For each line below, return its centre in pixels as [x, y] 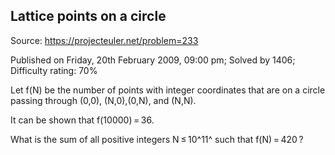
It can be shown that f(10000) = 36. [82, 120]
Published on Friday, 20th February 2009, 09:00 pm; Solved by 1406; [153, 60]
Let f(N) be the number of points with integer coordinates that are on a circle [168, 90]
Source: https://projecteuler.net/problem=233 [104, 40]
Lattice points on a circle [88, 16]
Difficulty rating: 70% [54, 70]
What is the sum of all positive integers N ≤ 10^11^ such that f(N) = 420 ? [157, 139]
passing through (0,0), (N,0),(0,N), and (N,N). [103, 100]
